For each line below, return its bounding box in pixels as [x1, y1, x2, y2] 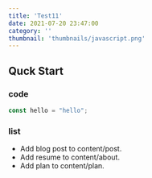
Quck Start [8, 64, 64, 77]
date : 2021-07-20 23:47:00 [8, 19, 99, 27]
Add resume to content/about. [19, 152, 121, 162]
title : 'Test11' [8, 11, 63, 20]
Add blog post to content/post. [19, 144, 122, 154]
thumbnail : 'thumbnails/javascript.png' [8, 34, 146, 43]
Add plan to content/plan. [19, 161, 105, 171]
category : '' [8, 27, 52, 35]
